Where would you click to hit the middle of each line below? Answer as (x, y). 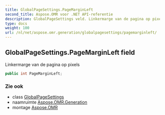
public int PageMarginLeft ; (34, 74)
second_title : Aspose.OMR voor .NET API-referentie (59, 14)
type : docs (16, 23)
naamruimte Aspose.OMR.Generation (50, 102)
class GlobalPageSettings (38, 97)
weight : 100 (17, 28)
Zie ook (14, 86)
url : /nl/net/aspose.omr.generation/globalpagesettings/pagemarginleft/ (81, 33)
